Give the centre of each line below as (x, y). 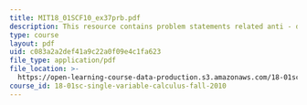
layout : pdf (32, 43)
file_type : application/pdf (63, 60)
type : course (34, 35)
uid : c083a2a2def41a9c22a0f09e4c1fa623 (85, 52)
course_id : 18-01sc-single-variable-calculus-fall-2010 (118, 86)
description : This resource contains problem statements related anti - (151, 26)
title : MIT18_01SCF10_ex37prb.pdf (75, 18)
